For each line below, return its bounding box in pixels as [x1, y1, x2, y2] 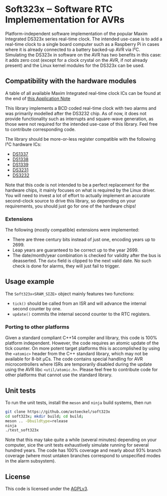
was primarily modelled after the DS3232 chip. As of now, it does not [5, 110, 147, 116]
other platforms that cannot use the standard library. [5, 372, 113, 378]
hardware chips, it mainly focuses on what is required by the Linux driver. [5, 187, 156, 193]
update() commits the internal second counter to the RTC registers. [12, 311, 151, 317]
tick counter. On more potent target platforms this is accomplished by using [5, 345, 161, 351]
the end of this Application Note [5, 95, 71, 101]
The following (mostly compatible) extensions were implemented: [5, 227, 140, 233]
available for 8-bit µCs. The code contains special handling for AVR [5, 356, 143, 362]
